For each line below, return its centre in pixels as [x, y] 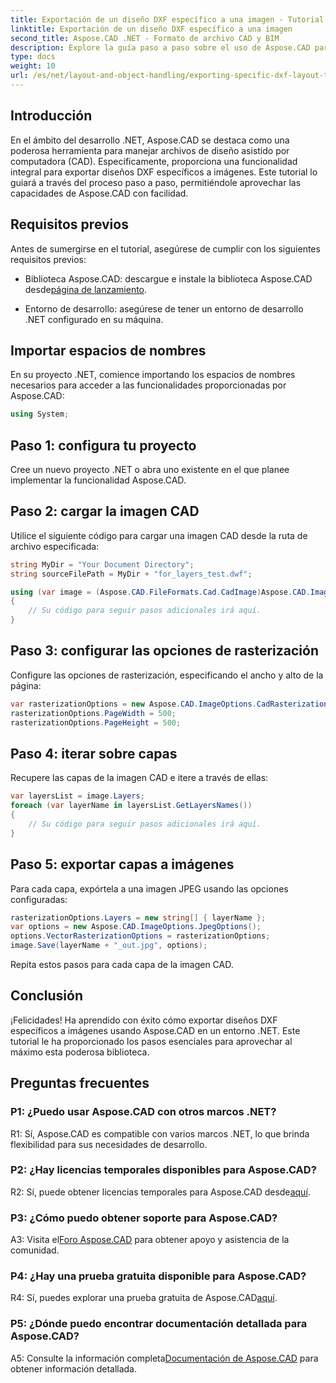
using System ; [40, 414]
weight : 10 [33, 66]
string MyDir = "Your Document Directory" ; [102, 564]
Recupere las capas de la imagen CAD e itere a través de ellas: [139, 778]
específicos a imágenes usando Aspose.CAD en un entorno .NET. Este [155, 1030]
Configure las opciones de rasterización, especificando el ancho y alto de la [167, 675]
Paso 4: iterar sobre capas [94, 753]
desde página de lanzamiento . [86, 289]
